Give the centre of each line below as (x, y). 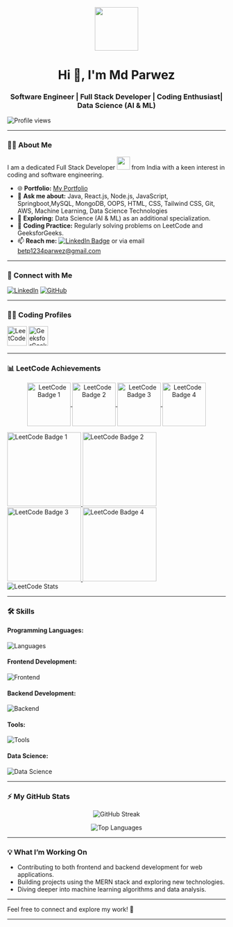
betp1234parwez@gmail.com (59, 250)
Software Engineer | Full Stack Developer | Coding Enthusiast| (116, 97)
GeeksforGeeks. (40, 233)
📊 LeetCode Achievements (54, 369)
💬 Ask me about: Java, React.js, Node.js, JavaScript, (93, 196)
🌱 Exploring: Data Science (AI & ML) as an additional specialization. (114, 218)
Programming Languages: (45, 630)
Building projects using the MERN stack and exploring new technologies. (121, 882)
